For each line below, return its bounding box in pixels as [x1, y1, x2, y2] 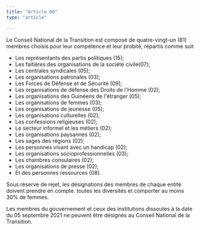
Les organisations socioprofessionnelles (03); [14, 150, 128, 157]
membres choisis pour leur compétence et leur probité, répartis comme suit [6, 43, 194, 50]
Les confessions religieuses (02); [14, 118, 98, 125]
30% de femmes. [6, 193, 49, 201]
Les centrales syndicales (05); [14, 67, 90, 74]
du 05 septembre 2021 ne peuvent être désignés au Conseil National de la [6, 211, 190, 219]
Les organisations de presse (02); [14, 163, 99, 170]
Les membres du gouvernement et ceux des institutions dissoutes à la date [6, 205, 193, 212]
